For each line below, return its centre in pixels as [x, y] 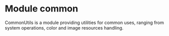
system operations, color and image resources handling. [64, 27]
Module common [41, 9]
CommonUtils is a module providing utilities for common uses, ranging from [84, 22]
